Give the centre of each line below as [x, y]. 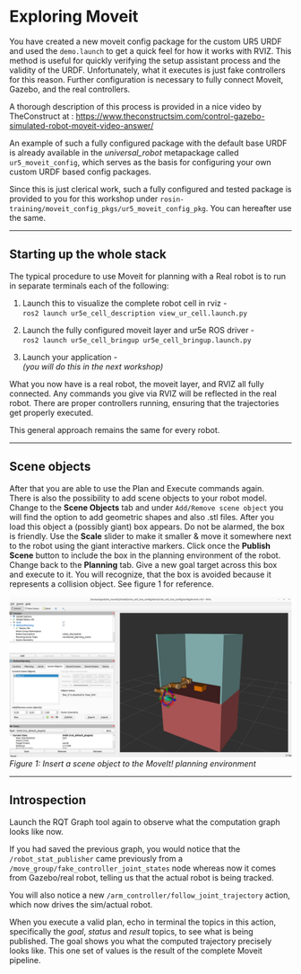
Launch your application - [70, 357]
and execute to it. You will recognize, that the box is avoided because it [140, 574]
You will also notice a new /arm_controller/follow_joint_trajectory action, [150, 895]
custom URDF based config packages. [81, 172]
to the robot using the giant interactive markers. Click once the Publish [140, 545]
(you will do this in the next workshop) [93, 367]
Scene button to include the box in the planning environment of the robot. [145, 555]
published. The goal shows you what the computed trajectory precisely [141, 941]
